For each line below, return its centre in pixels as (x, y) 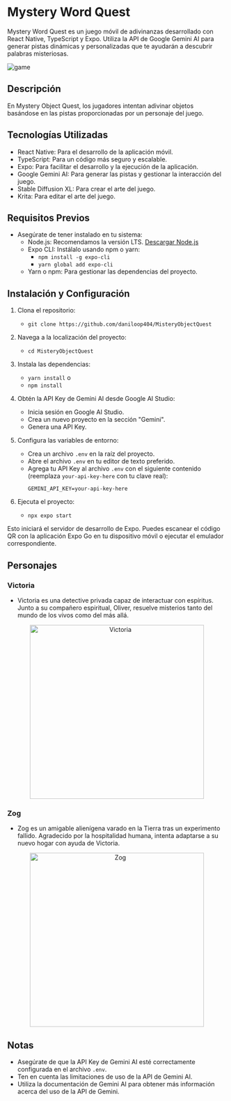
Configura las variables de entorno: (68, 441)
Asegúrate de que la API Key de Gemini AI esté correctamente (106, 1061)
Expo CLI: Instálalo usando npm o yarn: (84, 249)
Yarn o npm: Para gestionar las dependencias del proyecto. (113, 271)
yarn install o (49, 378)
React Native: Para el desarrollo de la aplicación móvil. (95, 152)
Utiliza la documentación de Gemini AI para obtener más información (116, 1084)
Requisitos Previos (49, 217)
